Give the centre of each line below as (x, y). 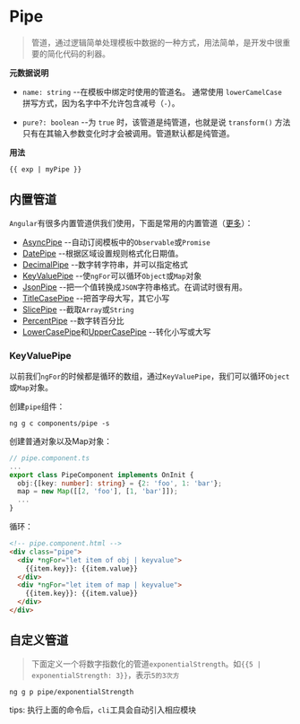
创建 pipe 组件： (37, 406)
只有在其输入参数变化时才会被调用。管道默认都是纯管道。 (128, 133)
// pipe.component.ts (50, 458)
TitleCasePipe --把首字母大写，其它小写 (96, 298)
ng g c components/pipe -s (60, 423)
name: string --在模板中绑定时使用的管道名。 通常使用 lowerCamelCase (152, 92)
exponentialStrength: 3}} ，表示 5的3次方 (105, 675)
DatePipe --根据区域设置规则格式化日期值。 (103, 253)
